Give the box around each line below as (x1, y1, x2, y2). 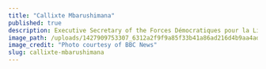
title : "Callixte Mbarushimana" (8, 11, 115, 20)
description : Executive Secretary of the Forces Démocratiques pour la (8, 26, 249, 34)
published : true (8, 19, 62, 27)
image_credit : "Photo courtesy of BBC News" (8, 41, 158, 49)
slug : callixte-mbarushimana (8, 48, 104, 56)
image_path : (8, 33, 47, 42)
